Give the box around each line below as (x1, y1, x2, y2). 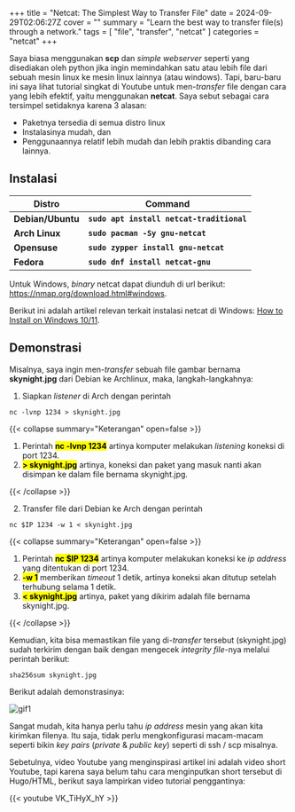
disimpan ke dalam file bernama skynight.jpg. (21, 469, 189, 479)
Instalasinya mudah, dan (21, 127, 112, 137)
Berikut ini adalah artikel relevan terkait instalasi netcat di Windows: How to (9, 305, 283, 316)
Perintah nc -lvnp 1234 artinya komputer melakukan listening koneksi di (21, 440, 285, 451)
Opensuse (13, 241, 58, 254)
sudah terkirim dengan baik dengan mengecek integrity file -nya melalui (9, 643, 270, 655)
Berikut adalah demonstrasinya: (9, 686, 125, 697)
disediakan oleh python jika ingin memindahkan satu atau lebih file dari (9, 62, 268, 73)
